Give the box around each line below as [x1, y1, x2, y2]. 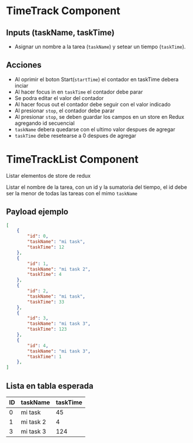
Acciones [6, 60, 42, 70]
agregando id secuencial [14, 119, 75, 126]
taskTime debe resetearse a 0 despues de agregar [14, 132, 137, 139]
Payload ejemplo [6, 207, 69, 217]
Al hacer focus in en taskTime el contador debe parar [14, 88, 143, 95]
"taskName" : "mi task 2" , [27, 266, 91, 272]
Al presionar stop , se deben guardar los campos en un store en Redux [14, 113, 184, 120]
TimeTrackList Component [6, 153, 139, 166]
